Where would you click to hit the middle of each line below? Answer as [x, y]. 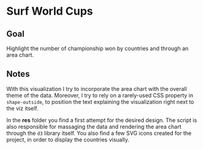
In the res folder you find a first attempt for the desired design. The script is [102, 120]
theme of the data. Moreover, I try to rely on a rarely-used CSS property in [100, 95]
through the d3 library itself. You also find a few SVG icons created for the [99, 133]
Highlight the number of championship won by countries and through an [98, 48]
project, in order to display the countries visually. [68, 139]
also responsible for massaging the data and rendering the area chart [94, 126]
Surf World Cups [50, 11]
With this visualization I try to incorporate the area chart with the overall [97, 89]
